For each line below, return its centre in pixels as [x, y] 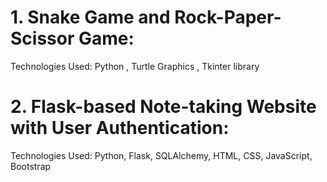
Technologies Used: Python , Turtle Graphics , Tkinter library [135, 66]
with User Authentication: [120, 128]
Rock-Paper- [228, 17]
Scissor [42, 38]
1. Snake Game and [90, 17]
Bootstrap [31, 166]
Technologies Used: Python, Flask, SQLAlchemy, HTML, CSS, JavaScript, [161, 155]
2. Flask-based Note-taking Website [163, 107]
